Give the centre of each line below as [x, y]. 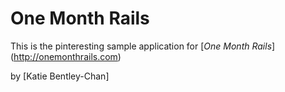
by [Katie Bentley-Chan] [60, 76]
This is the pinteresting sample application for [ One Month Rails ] [143, 46]
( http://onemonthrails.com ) [66, 56]
